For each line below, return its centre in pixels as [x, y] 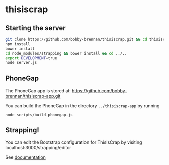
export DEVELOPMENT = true [31, 58]
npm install [18, 44]
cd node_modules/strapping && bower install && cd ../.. [66, 53]
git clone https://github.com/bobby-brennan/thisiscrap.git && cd [76, 39]
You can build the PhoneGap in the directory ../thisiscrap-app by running [82, 106]
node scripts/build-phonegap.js [39, 115]
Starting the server [36, 28]
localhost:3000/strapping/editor [38, 147]
